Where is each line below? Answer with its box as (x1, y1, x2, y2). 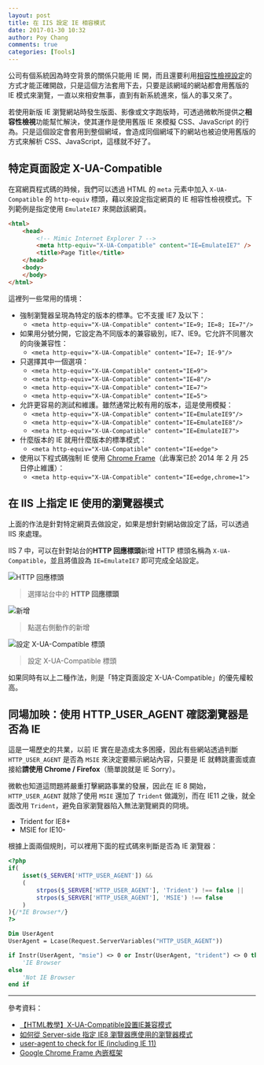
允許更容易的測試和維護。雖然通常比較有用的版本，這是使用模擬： (19, 399, 233, 410)
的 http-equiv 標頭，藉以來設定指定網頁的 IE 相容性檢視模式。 (45, 194, 246, 203)
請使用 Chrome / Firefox (22, 765, 101, 774)
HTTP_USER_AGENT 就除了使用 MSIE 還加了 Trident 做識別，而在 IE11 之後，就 (8, 791, 249, 800)
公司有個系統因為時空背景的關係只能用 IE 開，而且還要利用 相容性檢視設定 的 (8, 71, 253, 80)
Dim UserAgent (8, 930, 55, 938)
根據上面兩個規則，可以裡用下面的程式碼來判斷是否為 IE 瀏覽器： (8, 841, 218, 851)
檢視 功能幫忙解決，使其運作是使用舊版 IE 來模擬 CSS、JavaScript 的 (21, 117, 243, 126)
